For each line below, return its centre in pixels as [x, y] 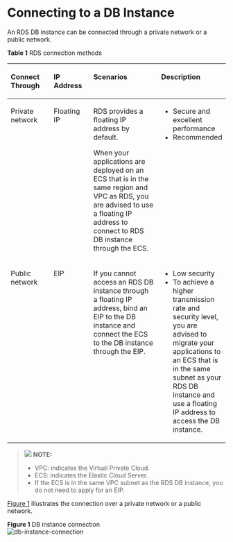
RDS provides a [118, 111]
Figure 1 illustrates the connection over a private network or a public [104, 503]
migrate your [194, 343]
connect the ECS [121, 334]
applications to [197, 351]
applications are [119, 161]
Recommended [198, 137]
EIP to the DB [115, 316]
